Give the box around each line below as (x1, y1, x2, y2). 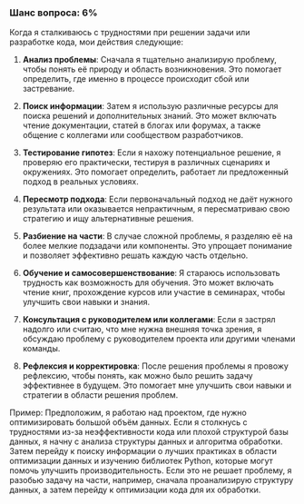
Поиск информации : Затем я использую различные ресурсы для (22, 101, 279, 112)
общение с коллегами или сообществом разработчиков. (22, 130, 243, 141)
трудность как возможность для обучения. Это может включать (22, 277, 274, 288)
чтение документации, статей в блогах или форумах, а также (22, 120, 261, 131)
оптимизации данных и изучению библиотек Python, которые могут (9, 456, 274, 467)
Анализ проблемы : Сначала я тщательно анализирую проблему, (22, 54, 277, 65)
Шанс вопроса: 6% (9, 6, 98, 19)
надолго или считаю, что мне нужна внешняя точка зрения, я (22, 324, 262, 335)
